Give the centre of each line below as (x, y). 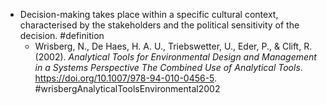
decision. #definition (62, 35)
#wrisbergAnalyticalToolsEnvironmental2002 (127, 88)
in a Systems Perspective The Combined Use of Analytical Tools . (168, 67)
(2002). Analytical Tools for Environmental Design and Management (175, 57)
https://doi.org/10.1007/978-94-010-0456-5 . (126, 78)
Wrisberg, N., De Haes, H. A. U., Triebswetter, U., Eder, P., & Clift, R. (173, 46)
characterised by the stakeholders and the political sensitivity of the (159, 25)
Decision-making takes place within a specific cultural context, (149, 14)
